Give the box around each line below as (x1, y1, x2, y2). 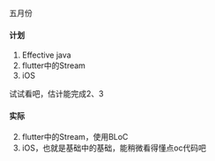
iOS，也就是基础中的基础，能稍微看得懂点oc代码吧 (21, 142, 207, 153)
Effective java (21, 50, 72, 60)
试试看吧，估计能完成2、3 (9, 88, 104, 99)
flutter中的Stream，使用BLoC (21, 132, 129, 142)
